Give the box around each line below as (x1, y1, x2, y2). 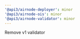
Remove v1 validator (4, 30, 45, 36)
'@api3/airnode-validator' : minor (4, 16, 76, 21)
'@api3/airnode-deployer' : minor (4, 7, 73, 12)
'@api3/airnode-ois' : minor (4, 12, 62, 17)
